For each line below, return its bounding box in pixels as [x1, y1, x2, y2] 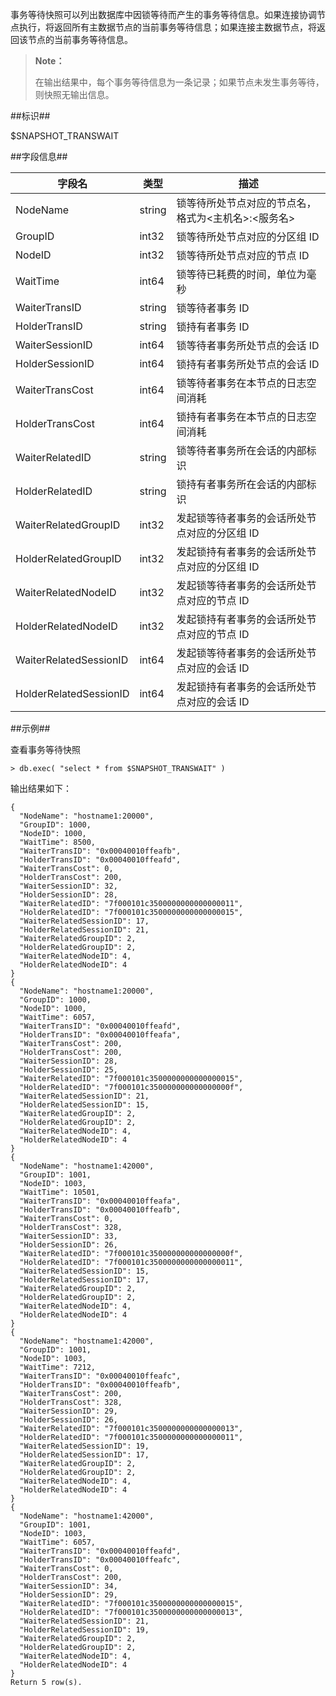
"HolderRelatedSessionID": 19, [19, 1625, 150, 1635]
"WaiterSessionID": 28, [19, 1056, 118, 1066]
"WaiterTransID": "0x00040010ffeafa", [19, 1196, 182, 1206]
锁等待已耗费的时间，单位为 [176, 268, 307, 281]
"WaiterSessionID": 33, [19, 1231, 118, 1241]
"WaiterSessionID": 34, [19, 1581, 118, 1591]
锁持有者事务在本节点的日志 [176, 410, 307, 423]
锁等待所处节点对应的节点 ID [176, 249, 310, 262]
